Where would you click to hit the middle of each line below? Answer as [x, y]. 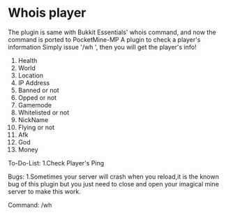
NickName [33, 119]
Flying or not [36, 127]
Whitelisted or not [44, 112]
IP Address [34, 82]
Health [28, 60]
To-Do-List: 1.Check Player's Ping [56, 163]
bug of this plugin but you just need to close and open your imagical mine [113, 184]
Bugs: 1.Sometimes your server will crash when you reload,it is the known [113, 177]
